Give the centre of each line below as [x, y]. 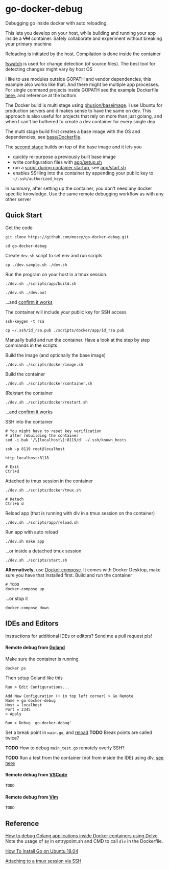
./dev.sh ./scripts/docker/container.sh [49, 383]
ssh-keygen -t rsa [25, 321]
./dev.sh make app [25, 541]
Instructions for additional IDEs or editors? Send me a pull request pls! [79, 636]
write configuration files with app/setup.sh [57, 162]
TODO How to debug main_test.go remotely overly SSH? [65, 748]
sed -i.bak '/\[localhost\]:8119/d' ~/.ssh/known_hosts [66, 440]
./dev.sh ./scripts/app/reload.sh [42, 522]
